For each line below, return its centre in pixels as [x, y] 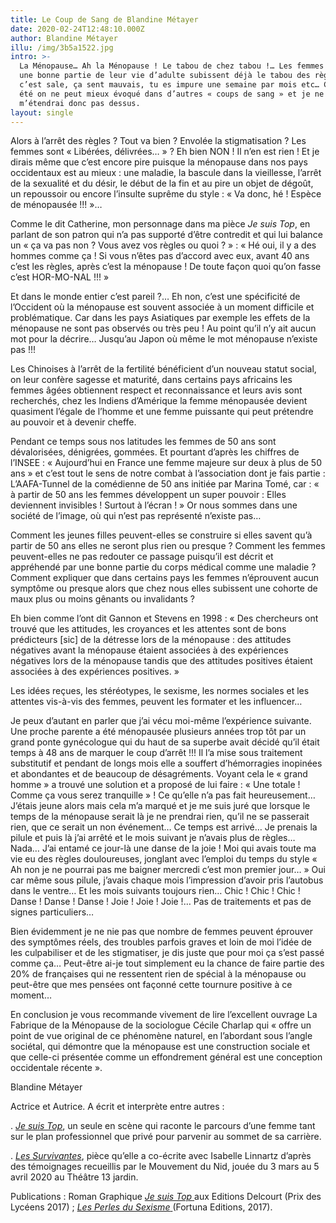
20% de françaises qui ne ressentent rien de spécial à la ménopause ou [158, 974]
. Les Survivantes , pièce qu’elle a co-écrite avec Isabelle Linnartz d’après [161, 1156]
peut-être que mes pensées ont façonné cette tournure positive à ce [151, 985]
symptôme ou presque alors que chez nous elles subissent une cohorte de [164, 588]
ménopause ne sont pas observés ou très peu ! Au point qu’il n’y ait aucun [163, 328]
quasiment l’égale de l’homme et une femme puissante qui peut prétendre [162, 412]
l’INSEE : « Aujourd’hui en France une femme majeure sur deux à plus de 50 [166, 463]
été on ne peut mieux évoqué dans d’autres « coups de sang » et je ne [172, 94]
